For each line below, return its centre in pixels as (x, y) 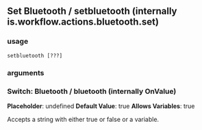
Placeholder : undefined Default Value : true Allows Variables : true (101, 106)
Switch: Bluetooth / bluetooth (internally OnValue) (92, 91)
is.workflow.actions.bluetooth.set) (83, 22)
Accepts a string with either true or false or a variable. (83, 119)
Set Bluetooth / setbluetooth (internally (92, 11)
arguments (26, 73)
